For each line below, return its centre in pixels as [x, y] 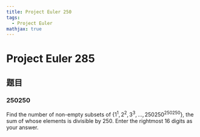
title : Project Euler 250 [39, 12]
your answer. [22, 127]
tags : [13, 18]
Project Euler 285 [51, 59]
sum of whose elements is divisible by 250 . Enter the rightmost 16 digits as [99, 121]
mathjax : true [24, 29]
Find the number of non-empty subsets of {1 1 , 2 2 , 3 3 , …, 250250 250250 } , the [100, 114]
